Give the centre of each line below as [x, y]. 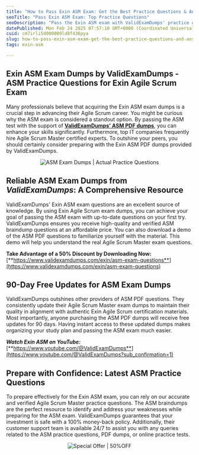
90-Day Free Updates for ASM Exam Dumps [89, 285]
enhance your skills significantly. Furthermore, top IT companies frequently [98, 132]
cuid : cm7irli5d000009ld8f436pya [47, 34]
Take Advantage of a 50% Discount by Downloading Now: [79, 254]
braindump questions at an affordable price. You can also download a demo [99, 229]
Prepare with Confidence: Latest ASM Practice [94, 373]
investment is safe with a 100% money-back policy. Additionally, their [91, 422]
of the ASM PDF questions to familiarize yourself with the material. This [93, 236]
